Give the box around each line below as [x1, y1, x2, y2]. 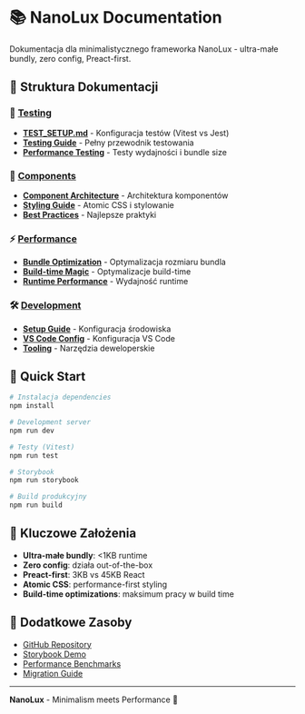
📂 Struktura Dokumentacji [9, 79, 159, 95]
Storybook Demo [22, 649, 86, 659]
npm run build [9, 501, 64, 510]
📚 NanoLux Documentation [9, 7, 222, 28]
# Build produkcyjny [9, 492, 88, 501]
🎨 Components [9, 169, 77, 182]
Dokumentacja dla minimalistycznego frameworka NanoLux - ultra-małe [9, 43, 279, 55]
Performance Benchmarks [22, 658, 122, 669]
